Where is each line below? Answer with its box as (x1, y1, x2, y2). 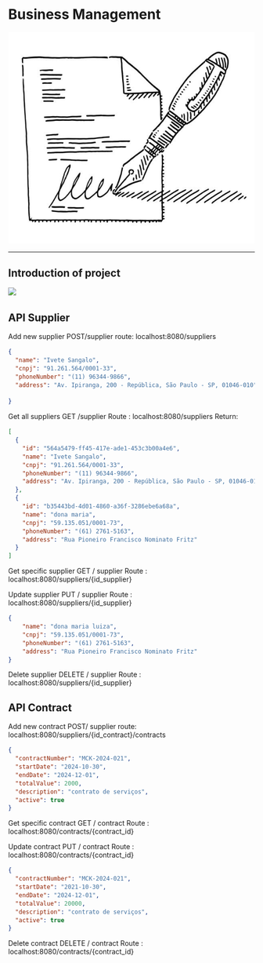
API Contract (8, 701, 72, 714)
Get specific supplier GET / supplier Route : (8, 567, 147, 576)
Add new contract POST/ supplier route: (8, 722, 137, 731)
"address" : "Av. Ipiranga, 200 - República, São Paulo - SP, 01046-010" (15, 381, 258, 389)
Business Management (8, 5, 161, 24)
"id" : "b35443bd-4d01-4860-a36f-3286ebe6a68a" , (22, 502, 180, 511)
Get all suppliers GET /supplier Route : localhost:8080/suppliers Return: (8, 412, 239, 421)
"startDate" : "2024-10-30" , (15, 763, 107, 771)
